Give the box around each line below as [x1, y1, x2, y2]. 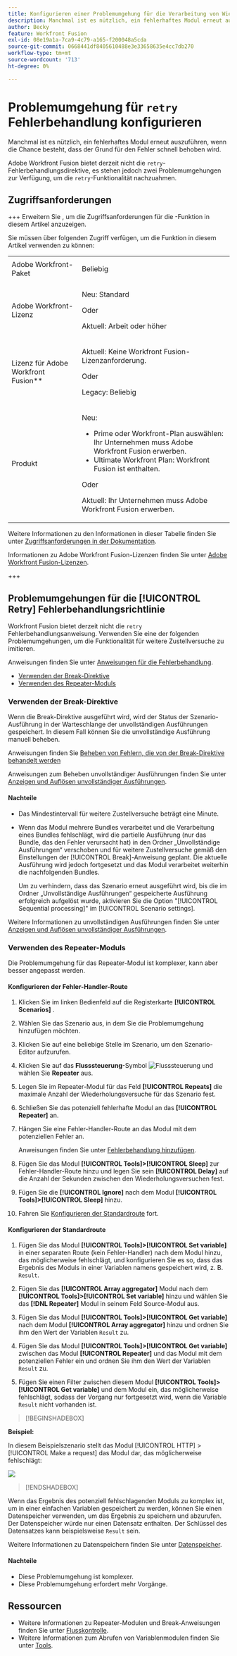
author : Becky [8, 23, 50, 30]
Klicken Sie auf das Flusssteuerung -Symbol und [18, 1062, 214, 1070]
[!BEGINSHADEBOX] [25, 1414, 84, 1423]
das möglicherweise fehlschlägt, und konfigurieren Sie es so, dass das [18, 1256, 223, 1264]
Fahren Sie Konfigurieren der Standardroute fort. [18, 1209, 159, 1218]
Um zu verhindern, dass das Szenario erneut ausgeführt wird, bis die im [18, 881, 227, 890]
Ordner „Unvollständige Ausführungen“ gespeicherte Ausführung [18, 889, 208, 897]
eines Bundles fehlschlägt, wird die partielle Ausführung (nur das [18, 830, 207, 839]
